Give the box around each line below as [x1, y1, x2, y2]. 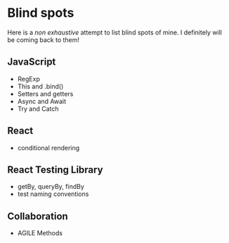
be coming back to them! [7, 35, 79, 44]
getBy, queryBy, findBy [17, 183, 84, 191]
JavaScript [7, 56, 56, 68]
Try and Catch [17, 104, 59, 113]
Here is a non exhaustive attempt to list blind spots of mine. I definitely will [7, 28, 223, 37]
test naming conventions [17, 190, 89, 198]
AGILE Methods [17, 229, 63, 237]
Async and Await [17, 97, 67, 105]
